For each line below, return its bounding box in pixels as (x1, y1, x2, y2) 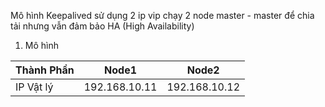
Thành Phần (15, 63, 75, 77)
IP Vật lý (15, 80, 54, 94)
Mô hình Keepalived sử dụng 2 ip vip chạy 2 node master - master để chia (10, 10, 315, 21)
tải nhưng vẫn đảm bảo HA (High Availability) (10, 20, 195, 32)
